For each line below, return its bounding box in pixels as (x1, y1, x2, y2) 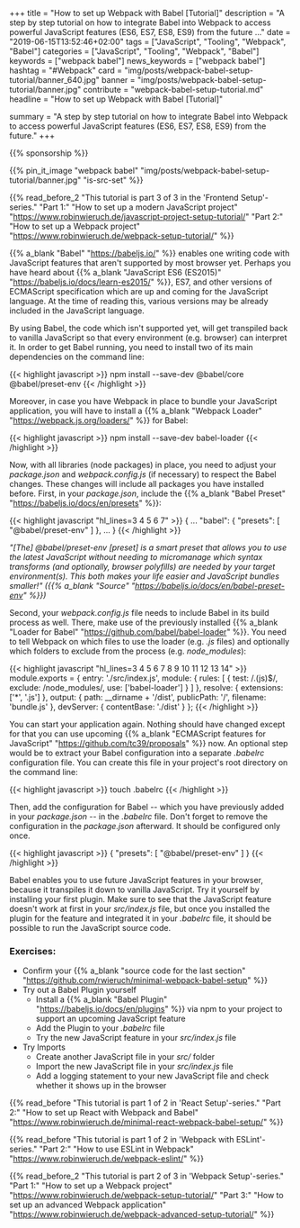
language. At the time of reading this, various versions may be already (9, 296, 269, 306)
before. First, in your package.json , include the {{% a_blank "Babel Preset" (9, 488, 286, 499)
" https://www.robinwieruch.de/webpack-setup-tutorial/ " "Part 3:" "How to (9, 1190, 285, 1201)
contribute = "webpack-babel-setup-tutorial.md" (83, 85, 264, 95)
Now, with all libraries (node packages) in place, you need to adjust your (9, 459, 277, 470)
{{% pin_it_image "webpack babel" (9, 166, 139, 176)
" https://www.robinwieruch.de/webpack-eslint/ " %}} (9, 1153, 205, 1164)
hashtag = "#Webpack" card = (9, 65, 123, 76)
